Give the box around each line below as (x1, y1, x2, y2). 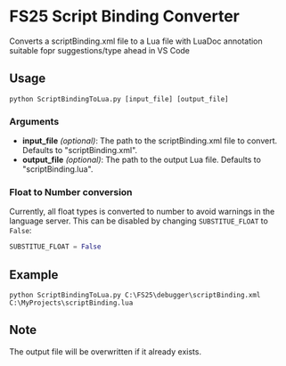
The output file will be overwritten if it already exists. (9, 346, 202, 357)
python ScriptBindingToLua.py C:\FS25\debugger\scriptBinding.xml (9, 291, 261, 300)
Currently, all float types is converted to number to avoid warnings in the (9, 207, 275, 217)
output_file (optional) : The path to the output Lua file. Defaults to (21, 154, 261, 166)
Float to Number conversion (9, 185, 133, 198)
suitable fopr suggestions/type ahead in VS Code (9, 45, 190, 55)
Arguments (9, 115, 60, 127)
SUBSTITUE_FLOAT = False (9, 242, 102, 251)
